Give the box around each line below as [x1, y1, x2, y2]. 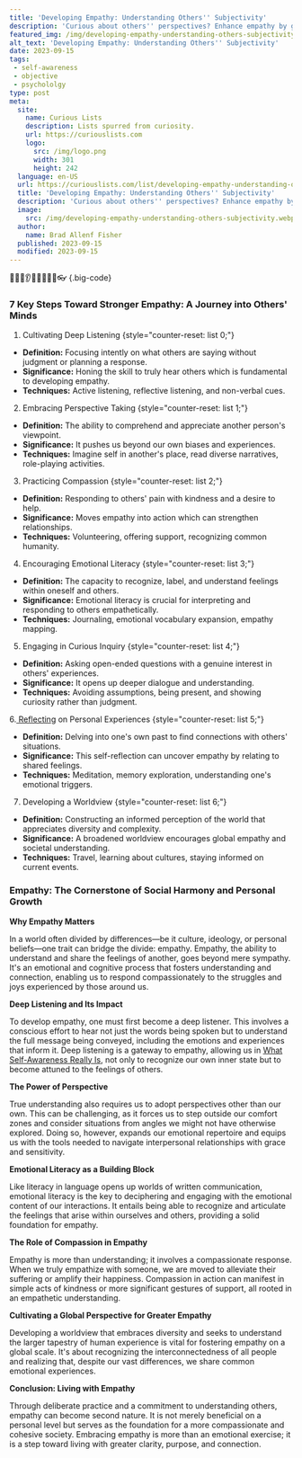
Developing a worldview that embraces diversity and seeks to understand [9, 1327, 282, 1338]
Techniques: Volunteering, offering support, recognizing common [22, 531, 268, 542]
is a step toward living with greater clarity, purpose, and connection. [9, 1438, 262, 1449]
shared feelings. [22, 760, 83, 771]
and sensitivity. [9, 1146, 66, 1157]
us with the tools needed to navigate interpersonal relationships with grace [9, 1136, 286, 1147]
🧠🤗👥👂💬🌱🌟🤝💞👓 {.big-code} [9, 272, 112, 283]
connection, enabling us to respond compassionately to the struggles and [9, 972, 282, 982]
